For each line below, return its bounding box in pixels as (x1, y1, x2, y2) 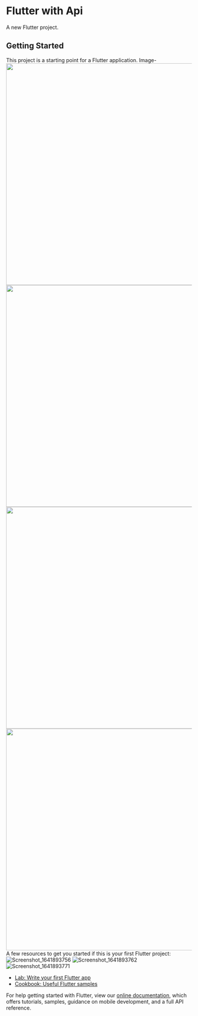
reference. (6, 1004, 31, 1011)
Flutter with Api (6, 4, 84, 18)
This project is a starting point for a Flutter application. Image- (6, 56, 157, 63)
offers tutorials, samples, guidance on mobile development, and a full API (6, 998, 184, 1005)
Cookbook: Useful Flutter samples (14, 980, 98, 987)
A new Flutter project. (6, 24, 59, 31)
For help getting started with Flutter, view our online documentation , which (6, 992, 187, 999)
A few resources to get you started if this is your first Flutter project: (6, 950, 171, 957)
